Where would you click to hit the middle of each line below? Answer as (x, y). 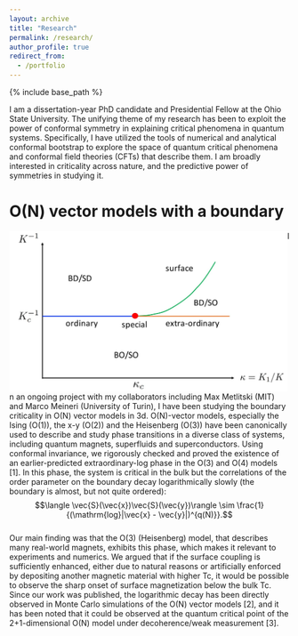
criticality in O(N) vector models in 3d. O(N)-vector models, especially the (144, 416)
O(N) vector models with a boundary (147, 211)
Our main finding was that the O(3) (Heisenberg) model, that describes (139, 538)
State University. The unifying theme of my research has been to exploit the (148, 119)
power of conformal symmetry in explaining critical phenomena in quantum (147, 128)
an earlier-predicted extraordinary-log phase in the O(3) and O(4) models (144, 463)
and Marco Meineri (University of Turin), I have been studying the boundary (148, 407)
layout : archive (39, 19)
